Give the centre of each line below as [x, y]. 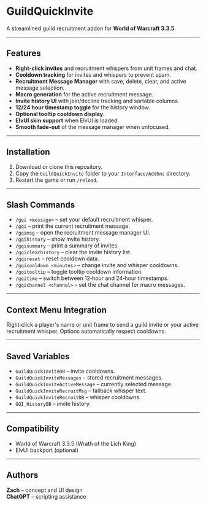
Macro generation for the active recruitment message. [84, 94]
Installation [28, 152]
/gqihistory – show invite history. [58, 239]
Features [24, 53]
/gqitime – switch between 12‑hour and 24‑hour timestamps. [92, 278]
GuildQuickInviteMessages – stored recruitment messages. [89, 378]
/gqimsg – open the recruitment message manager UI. [83, 233]
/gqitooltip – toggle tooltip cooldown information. [79, 272]
